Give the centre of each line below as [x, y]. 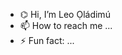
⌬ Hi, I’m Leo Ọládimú [65, 14]
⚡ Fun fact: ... [47, 40]
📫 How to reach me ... [66, 25]
